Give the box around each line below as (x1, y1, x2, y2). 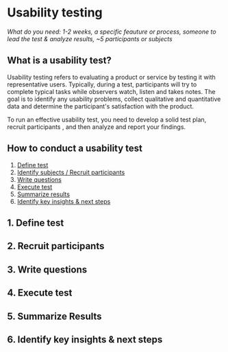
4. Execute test (7, 287, 73, 299)
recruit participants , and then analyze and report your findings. (7, 122, 186, 131)
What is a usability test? (7, 55, 112, 67)
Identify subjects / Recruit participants (16, 168, 125, 176)
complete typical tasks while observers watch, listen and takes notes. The (7, 87, 216, 95)
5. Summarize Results (7, 310, 102, 322)
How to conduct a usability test (7, 143, 142, 154)
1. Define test (7, 217, 64, 228)
